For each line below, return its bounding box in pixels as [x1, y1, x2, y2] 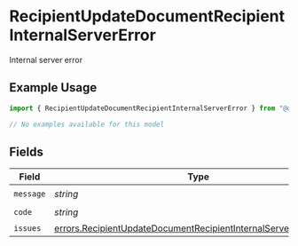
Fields [9, 144, 44, 159]
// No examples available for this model [9, 120, 165, 129]
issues [13, 224, 42, 234]
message [13, 188, 46, 199]
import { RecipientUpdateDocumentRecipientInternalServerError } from [9, 104, 276, 113]
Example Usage [9, 80, 98, 95]
